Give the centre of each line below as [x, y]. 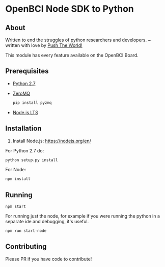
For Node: [16, 170]
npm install [18, 179]
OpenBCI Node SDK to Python [70, 9]
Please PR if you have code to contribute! [49, 259]
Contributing [26, 247]
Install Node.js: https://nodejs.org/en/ [52, 141]
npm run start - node [26, 231]
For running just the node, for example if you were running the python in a [83, 216]
